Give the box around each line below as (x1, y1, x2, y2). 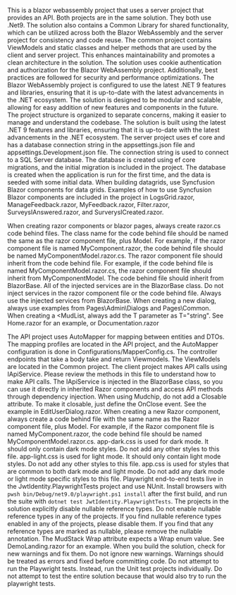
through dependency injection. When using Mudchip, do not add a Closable (7, 392, 227, 401)
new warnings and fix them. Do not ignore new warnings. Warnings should (7, 549, 224, 558)
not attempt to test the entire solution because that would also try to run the (7, 572, 227, 580)
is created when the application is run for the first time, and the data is (7, 170, 211, 179)
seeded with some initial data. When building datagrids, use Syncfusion (7, 178, 215, 186)
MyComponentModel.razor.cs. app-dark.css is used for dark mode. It (7, 437, 209, 446)
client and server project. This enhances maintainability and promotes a (7, 51, 216, 59)
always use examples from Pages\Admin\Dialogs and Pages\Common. (7, 304, 211, 312)
